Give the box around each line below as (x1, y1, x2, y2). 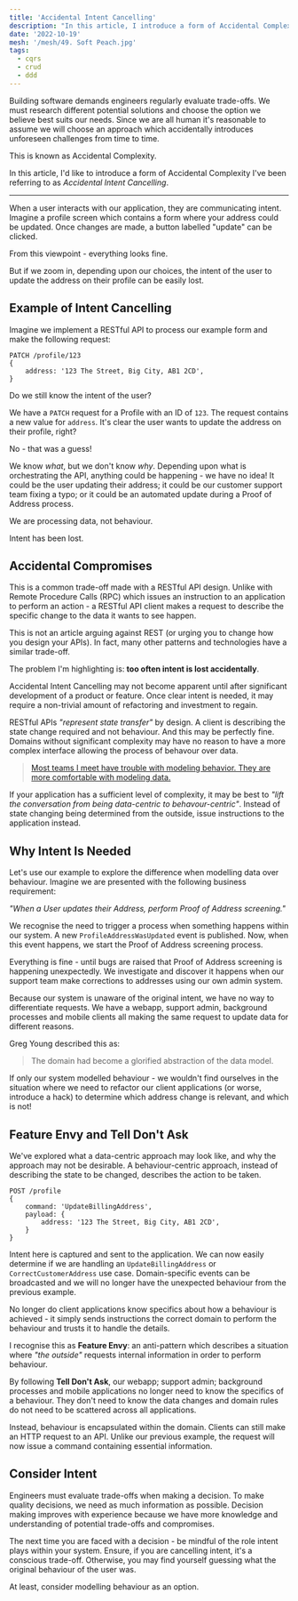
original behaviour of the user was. (9, 1564, 137, 1574)
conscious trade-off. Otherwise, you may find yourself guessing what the (9, 1554, 277, 1565)
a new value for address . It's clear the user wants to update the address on (9, 416, 282, 427)
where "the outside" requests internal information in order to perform (9, 1349, 262, 1360)
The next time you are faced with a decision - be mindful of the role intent (9, 1535, 278, 1546)
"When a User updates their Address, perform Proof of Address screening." (9, 904, 286, 914)
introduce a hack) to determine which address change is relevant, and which (9, 1091, 289, 1103)
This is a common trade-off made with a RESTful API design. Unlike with (9, 582, 273, 592)
